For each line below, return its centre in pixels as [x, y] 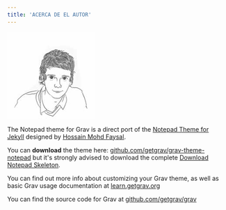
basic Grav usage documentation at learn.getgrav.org [84, 185]
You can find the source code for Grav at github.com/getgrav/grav [102, 199]
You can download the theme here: [58, 150]
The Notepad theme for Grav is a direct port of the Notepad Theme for [108, 129]
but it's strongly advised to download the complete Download [120, 157]
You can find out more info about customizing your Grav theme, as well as [113, 178]
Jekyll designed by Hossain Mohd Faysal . [67, 137]
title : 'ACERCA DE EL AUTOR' [49, 15]
